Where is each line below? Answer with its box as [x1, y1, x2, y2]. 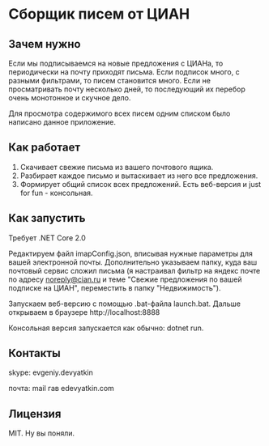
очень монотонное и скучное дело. [8, 93, 131, 102]
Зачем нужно [8, 37, 81, 51]
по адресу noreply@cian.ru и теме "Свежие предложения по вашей [8, 274, 242, 284]
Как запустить [8, 211, 86, 225]
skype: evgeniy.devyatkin [8, 367, 93, 377]
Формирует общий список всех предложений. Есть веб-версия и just [19, 179, 262, 189]
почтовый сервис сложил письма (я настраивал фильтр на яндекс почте [8, 265, 261, 275]
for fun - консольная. [19, 188, 93, 198]
